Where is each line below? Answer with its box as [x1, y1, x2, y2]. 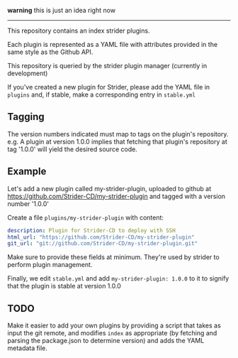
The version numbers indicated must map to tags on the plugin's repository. [7, 129, 229, 138]
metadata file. [7, 344, 47, 352]
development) [7, 69, 48, 77]
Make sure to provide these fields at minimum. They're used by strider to [7, 253, 220, 261]
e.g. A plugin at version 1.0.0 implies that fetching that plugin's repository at [7, 137, 228, 146]
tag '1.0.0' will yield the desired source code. [7, 145, 138, 153]
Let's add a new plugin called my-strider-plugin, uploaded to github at [7, 184, 212, 192]
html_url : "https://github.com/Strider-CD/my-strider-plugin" [7, 234, 195, 241]
